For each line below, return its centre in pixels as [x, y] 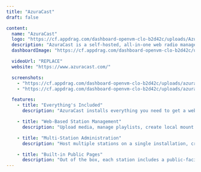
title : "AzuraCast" [31, 12]
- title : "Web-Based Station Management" [69, 122]
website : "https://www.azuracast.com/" [61, 67]
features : [24, 99]
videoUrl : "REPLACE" [37, 61]
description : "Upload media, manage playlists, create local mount [108, 127]
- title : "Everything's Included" [60, 105]
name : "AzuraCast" [35, 34]
